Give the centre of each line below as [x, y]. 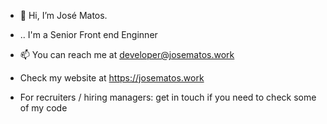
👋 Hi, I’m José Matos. [63, 15]
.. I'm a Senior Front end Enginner [88, 34]
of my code [43, 108]
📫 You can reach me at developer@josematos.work [127, 54]
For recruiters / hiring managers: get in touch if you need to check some [168, 97]
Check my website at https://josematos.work [112, 78]
